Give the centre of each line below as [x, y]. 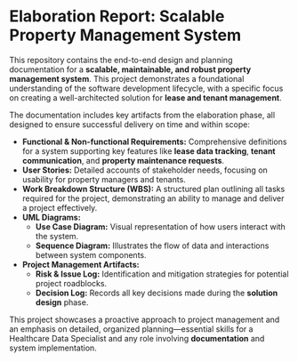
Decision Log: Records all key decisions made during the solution [157, 293]
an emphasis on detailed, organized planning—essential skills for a [131, 329]
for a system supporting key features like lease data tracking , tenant [149, 151]
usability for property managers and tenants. [104, 179]
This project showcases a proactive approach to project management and [145, 319]
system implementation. [53, 348]
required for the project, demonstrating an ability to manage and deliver [153, 198]
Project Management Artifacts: [81, 264]
